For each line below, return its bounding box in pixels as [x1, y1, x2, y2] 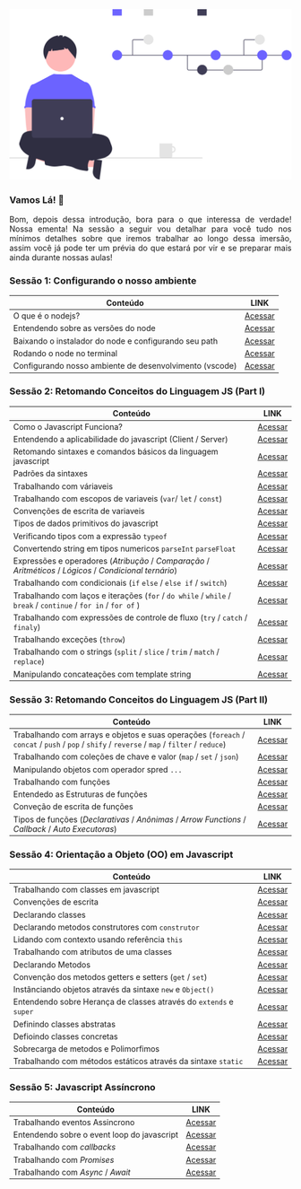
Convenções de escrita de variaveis [13, 506, 145, 517]
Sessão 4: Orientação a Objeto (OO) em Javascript [9, 848, 234, 861]
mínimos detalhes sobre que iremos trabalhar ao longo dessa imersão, [9, 232, 292, 243]
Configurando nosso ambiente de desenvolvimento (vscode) [13, 361, 237, 372]
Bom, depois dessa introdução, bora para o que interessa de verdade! [9, 214, 292, 224]
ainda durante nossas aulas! [9, 251, 114, 263]
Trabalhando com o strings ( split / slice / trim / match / [13, 646, 219, 658]
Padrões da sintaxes [13, 468, 88, 479]
